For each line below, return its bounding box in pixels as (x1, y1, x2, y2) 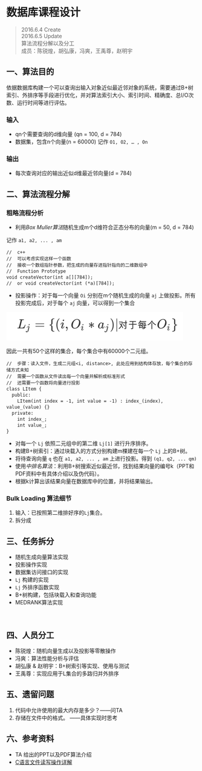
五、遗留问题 (6, 689, 54, 700)
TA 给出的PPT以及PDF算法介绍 (15, 750, 92, 758)
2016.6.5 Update (21, 32, 62, 39)
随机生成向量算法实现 (15, 554, 68, 561)
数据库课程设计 (6, 5, 81, 19)
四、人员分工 (6, 630, 54, 640)
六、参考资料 (6, 733, 54, 744)
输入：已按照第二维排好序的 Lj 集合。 (15, 509, 106, 517)
